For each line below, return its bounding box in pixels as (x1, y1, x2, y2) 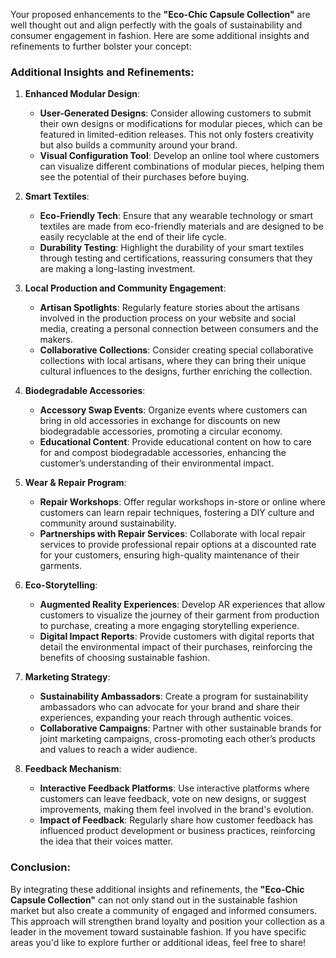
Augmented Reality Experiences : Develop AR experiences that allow (39, 599, 326, 611)
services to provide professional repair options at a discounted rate (39, 539, 317, 551)
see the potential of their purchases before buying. (39, 171, 250, 183)
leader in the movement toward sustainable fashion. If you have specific (10, 925, 307, 938)
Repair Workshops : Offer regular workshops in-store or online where (39, 496, 326, 508)
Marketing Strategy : (24, 671, 111, 683)
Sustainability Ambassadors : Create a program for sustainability (39, 690, 309, 703)
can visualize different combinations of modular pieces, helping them (39, 160, 325, 173)
